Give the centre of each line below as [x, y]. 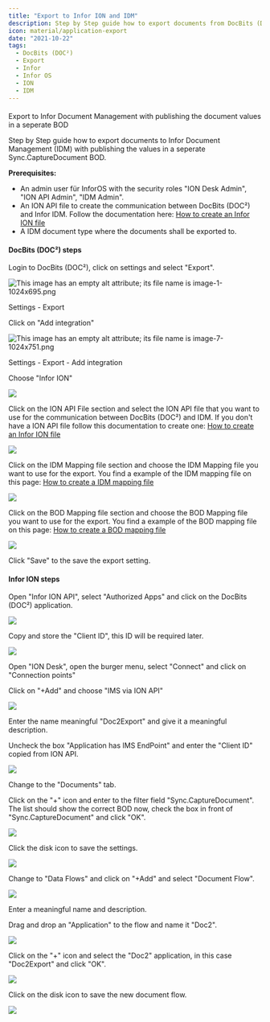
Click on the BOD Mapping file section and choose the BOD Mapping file [128, 513]
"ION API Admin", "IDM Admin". [72, 197]
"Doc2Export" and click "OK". [57, 964]
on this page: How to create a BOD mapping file [87, 530]
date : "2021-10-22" [41, 38]
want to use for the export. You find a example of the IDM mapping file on [130, 474]
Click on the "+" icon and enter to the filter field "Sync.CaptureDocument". [131, 800]
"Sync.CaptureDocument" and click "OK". [77, 818]
